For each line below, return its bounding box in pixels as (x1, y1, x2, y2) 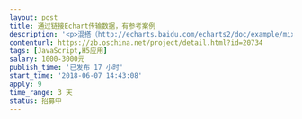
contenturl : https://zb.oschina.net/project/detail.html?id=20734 (9, 38, 263, 47)
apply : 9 (9, 80, 42, 89)
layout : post (9, 13, 58, 22)
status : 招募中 (9, 96, 62, 106)
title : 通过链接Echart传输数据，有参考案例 (9, 21, 155, 30)
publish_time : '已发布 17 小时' (9, 64, 124, 72)
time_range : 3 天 (9, 88, 74, 97)
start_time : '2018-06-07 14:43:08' (9, 72, 143, 81)
